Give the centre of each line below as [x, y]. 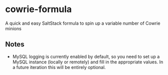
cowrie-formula [39, 9]
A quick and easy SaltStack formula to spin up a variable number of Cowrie [83, 23]
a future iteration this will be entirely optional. [59, 67]
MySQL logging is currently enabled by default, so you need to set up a [86, 56]
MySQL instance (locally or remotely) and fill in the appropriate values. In [88, 62]
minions [13, 28]
